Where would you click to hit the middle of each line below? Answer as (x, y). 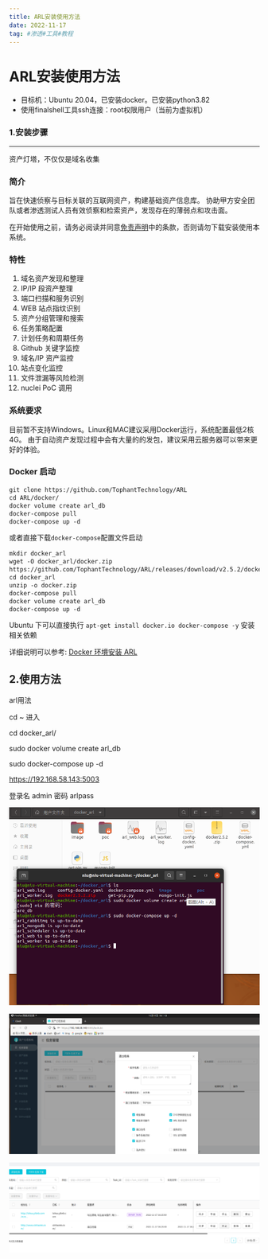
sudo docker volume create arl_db (65, 748)
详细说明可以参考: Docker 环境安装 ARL (73, 652)
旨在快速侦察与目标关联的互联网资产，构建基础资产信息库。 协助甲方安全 (128, 200)
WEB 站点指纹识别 (50, 308)
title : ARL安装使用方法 (45, 17)
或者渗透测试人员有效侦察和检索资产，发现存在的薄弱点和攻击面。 (124, 210)
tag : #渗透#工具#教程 (41, 33)
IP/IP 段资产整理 (47, 288)
